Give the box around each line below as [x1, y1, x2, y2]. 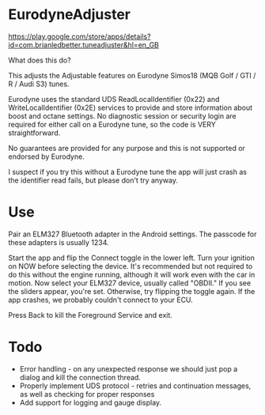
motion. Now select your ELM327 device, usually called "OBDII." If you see [8, 278, 252, 288]
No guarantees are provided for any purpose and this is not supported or [8, 143, 245, 153]
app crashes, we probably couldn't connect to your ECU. [8, 295, 194, 304]
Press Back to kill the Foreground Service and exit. [8, 310, 172, 319]
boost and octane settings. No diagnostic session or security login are [8, 111, 237, 120]
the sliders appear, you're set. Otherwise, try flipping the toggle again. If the [8, 286, 256, 296]
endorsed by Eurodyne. [8, 152, 85, 161]
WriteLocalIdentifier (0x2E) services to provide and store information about [8, 103, 253, 112]
